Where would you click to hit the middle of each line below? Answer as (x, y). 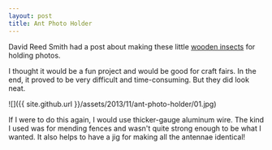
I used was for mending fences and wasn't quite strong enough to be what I (135, 128)
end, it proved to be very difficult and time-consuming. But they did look (129, 79)
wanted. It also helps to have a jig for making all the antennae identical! (127, 137)
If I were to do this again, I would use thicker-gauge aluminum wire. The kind (136, 119)
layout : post (30, 16)
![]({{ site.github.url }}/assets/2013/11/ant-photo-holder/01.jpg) (112, 104)
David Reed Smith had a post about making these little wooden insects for (132, 46)
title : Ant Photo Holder (50, 24)
